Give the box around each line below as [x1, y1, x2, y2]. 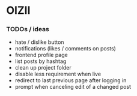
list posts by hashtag [14, 58, 67, 65]
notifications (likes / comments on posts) [14, 45, 116, 52]
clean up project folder [14, 64, 72, 71]
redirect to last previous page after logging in [14, 77, 127, 84]
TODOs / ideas [6, 25, 49, 34]
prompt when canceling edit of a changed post [14, 83, 131, 91]
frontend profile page [14, 52, 68, 59]
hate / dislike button [14, 38, 64, 46]
